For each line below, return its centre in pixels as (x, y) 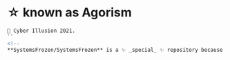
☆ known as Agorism (70, 13)
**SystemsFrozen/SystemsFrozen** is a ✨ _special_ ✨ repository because (115, 50)
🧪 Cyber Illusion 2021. (41, 31)
